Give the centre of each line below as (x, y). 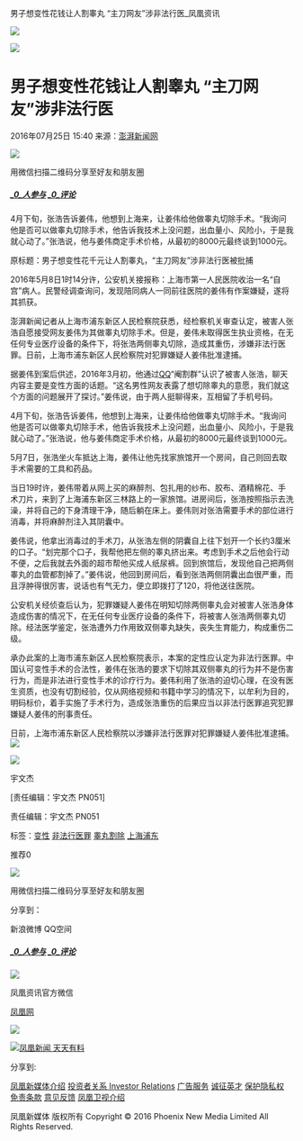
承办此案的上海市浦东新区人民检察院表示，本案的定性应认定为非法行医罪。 (148, 657)
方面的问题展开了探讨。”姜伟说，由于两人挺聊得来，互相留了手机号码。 (147, 396)
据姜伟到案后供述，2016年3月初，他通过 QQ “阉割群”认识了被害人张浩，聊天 (149, 374)
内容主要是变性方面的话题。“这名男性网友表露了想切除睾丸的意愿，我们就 (146, 385)
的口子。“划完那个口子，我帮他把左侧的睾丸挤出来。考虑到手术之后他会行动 (150, 551)
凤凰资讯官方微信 (42, 992)
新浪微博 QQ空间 (41, 928)
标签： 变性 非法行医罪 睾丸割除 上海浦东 (85, 835)
